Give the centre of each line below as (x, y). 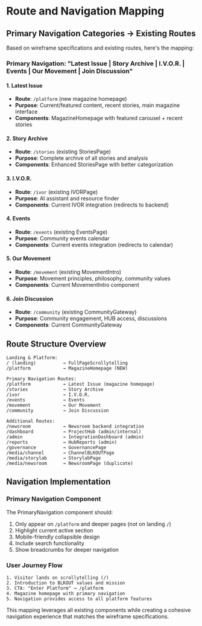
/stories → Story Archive (55, 389)
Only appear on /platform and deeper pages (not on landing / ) (93, 524)
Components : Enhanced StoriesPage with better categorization (94, 165)
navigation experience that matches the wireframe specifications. (88, 616)
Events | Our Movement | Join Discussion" (70, 71)
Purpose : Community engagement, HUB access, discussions (91, 319)
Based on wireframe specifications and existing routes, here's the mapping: (100, 48)
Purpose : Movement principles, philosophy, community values (93, 278)
